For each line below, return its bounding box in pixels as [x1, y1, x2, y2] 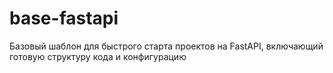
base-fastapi [9, 7, 119, 30]
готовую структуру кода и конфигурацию [9, 50, 187, 62]
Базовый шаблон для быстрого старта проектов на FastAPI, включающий [9, 40, 324, 52]
